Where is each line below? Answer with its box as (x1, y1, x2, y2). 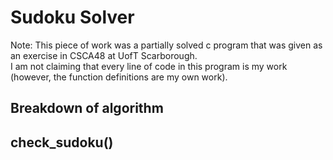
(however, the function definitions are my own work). (10, 71, 228, 83)
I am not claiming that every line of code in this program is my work (10, 60, 288, 72)
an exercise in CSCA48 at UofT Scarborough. (10, 49, 198, 61)
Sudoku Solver (10, 6, 135, 29)
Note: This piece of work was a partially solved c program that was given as (10, 39, 323, 51)
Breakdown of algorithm (10, 100, 164, 117)
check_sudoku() (10, 134, 114, 151)
